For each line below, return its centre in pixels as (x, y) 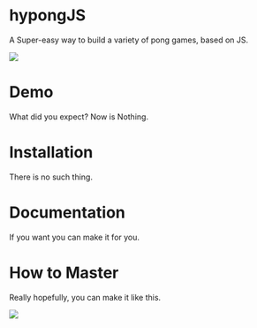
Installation (51, 153)
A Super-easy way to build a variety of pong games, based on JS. (129, 40)
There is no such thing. (51, 177)
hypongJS (48, 15)
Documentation (68, 212)
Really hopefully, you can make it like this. (85, 297)
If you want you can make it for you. (74, 237)
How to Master (64, 273)
